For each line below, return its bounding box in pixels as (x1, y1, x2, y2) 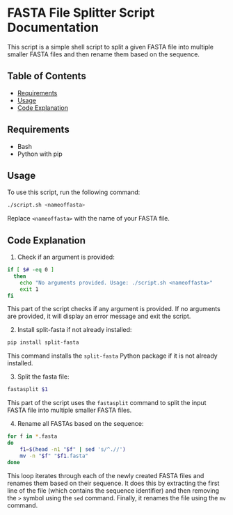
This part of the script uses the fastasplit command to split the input (7, 399, 207, 407)
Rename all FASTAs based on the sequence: (17, 420, 144, 428)
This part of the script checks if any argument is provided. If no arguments (7, 305, 220, 313)
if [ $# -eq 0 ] (7, 267, 54, 274)
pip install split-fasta (7, 339, 79, 346)
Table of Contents (7, 70, 87, 82)
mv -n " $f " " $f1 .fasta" (19, 452, 89, 459)
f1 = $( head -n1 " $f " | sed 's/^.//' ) (19, 445, 127, 453)
